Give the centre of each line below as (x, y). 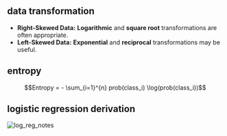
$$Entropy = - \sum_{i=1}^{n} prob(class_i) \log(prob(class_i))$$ (115, 87)
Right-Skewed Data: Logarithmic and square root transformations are (117, 27)
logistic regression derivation (71, 109)
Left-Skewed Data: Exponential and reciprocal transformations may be (119, 42)
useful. (27, 49)
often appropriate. (43, 35)
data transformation (51, 11)
